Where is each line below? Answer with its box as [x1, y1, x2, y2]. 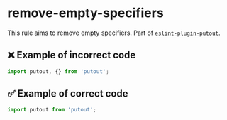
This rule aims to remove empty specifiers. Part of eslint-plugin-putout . [7, 28, 221, 37]
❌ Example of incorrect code [7, 49, 136, 61]
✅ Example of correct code [7, 87, 129, 100]
